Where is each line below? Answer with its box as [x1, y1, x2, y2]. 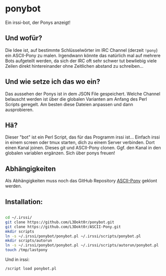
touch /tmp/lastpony [5, 248, 48, 253]
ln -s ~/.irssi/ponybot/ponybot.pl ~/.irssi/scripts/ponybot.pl [5, 234, 141, 239]
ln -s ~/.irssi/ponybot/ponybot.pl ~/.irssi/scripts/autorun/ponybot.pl [5, 243, 159, 248]
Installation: [5, 197, 43, 206]
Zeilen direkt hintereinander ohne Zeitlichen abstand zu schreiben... [5, 63, 144, 69]
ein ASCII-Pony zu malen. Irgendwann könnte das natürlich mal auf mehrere [5, 52, 161, 58]
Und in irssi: [5, 257, 30, 262]
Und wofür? [5, 34, 42, 42]
